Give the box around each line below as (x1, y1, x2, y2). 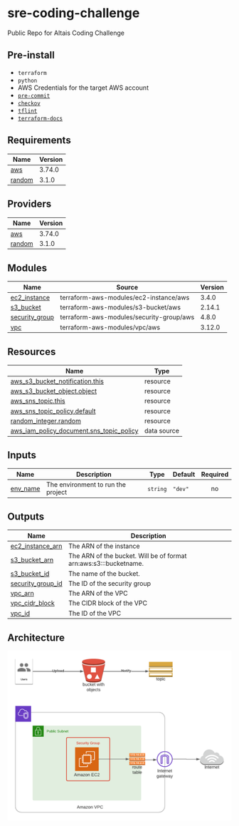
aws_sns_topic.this (10, 397, 65, 406)
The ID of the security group (68, 579, 152, 587)
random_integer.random (10, 416, 82, 425)
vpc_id (10, 609, 31, 617)
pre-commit (17, 92, 51, 99)
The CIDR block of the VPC (68, 599, 148, 607)
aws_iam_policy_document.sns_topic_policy (10, 426, 139, 435)
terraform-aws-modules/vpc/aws (60, 323, 161, 331)
